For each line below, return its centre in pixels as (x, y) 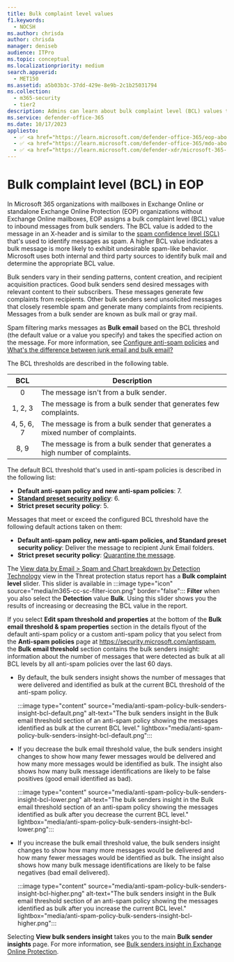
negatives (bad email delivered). (63, 872)
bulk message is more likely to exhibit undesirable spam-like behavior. (108, 248)
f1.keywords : (26, 20)
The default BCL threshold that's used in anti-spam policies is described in (114, 469)
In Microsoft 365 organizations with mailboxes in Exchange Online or (106, 204)
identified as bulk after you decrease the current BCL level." (103, 814)
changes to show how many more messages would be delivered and (116, 850)
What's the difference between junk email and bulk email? (90, 349)
